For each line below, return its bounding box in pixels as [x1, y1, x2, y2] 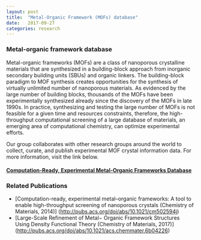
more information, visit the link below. [6, 153, 99, 160]
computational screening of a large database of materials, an [35, 116, 185, 123]
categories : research [6, 25, 61, 32]
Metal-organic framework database [6, 45, 113, 54]
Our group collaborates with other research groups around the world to [6, 140, 182, 147]
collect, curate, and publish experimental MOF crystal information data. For [6, 147, 192, 154]
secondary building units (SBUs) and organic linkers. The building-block [6, 71, 184, 78]
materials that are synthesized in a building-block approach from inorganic [6, 65, 191, 72]
